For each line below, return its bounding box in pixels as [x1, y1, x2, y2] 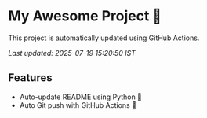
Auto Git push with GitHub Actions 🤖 [19, 100, 137, 109]
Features [8, 71, 53, 85]
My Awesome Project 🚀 [8, 7, 162, 25]
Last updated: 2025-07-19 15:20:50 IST [8, 48, 136, 57]
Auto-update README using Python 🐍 [19, 92, 143, 101]
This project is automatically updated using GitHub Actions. [8, 33, 200, 42]
